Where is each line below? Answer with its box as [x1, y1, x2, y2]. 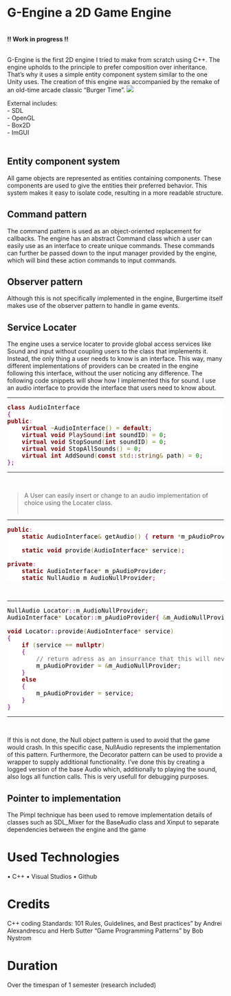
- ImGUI [7, 128, 30, 136]
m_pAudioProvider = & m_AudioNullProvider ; [36, 662, 181, 670]
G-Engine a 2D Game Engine [7, 5, 172, 21]
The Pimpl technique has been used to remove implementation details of [7, 811, 212, 819]
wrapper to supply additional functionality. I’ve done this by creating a [7, 758, 205, 766]
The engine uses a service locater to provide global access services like [7, 340, 212, 349]
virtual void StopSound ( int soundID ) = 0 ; [21, 438, 167, 446]
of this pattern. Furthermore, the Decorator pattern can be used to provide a [7, 751, 223, 759]
